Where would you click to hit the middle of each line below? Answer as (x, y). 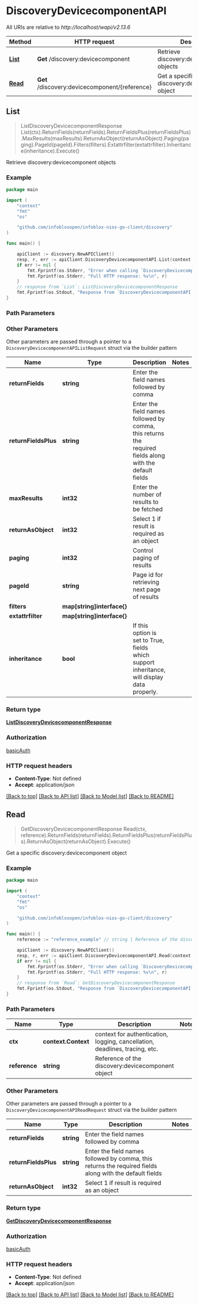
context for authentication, (132, 1034)
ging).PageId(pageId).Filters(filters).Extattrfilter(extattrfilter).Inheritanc (106, 144)
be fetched (148, 509)
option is (144, 633)
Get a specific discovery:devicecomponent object (67, 853)
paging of (146, 558)
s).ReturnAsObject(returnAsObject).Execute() (75, 841)
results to (146, 502)
